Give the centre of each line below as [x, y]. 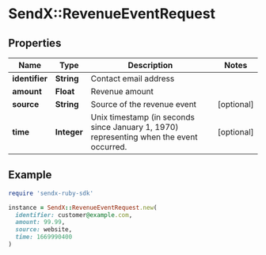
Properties [35, 43]
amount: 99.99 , [40, 223]
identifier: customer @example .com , [74, 215]
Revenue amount [122, 91]
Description [150, 65]
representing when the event [144, 137]
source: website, [44, 230]
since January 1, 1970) [135, 127]
